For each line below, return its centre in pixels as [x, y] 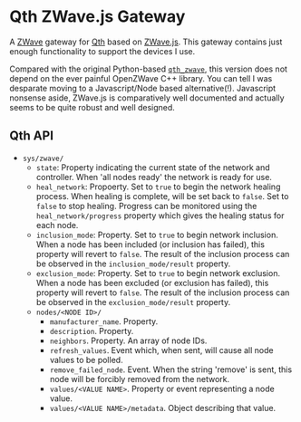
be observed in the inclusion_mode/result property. [133, 264]
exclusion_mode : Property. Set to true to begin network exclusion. [158, 273]
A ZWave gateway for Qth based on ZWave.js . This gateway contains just [146, 42]
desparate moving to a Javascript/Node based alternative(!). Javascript [143, 88]
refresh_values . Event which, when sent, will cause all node [161, 350]
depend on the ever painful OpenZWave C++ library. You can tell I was [141, 78]
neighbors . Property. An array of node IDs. [128, 340]
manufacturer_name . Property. [104, 321]
